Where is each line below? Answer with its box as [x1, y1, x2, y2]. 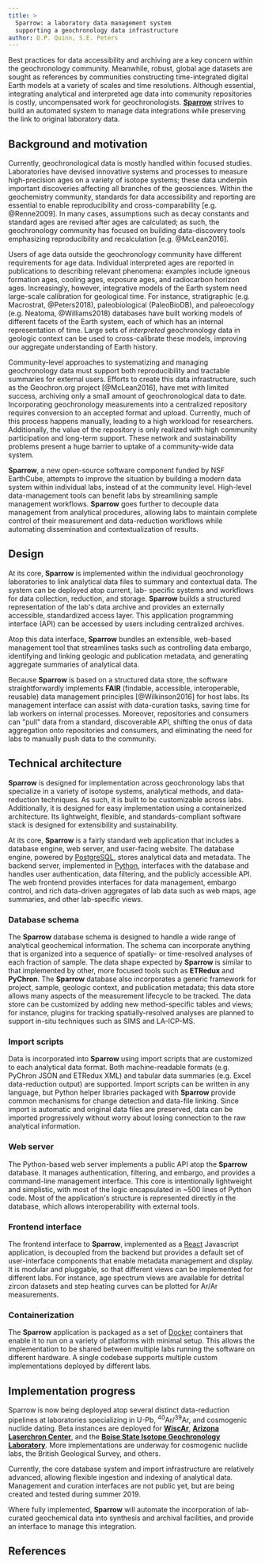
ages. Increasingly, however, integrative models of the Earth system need [8, 283, 248, 293]
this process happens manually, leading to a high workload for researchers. [8, 417, 254, 426]
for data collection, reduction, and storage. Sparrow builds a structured [8, 594, 241, 603]
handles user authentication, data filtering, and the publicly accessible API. [8, 869, 252, 878]
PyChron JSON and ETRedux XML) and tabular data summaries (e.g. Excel [8, 1071, 252, 1080]
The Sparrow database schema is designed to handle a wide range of [8, 932, 236, 942]
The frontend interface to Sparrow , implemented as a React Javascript [8, 1239, 239, 1248]
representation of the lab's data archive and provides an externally [8, 602, 225, 611]
